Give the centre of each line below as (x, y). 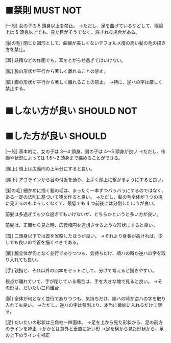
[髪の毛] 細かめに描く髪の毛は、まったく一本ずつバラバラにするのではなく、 (86, 190)
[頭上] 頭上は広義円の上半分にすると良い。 (50, 169)
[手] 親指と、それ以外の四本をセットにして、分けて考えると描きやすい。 (81, 271)
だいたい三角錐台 (41, 288)
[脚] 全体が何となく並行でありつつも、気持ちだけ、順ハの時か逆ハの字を (81, 299)
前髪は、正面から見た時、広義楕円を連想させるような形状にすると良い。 (81, 225)
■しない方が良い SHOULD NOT (71, 111)
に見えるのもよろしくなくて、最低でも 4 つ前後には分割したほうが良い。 (82, 203)
